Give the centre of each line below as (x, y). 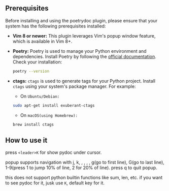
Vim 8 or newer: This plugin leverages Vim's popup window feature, (84, 36)
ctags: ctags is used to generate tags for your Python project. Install (84, 81)
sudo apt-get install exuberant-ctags (54, 105)
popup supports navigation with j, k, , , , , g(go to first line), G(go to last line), (85, 163)
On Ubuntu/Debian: (40, 96)
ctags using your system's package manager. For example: (74, 86)
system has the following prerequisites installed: (56, 26)
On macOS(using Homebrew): (49, 115)
